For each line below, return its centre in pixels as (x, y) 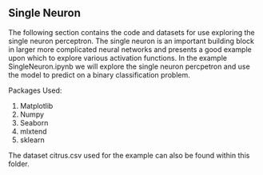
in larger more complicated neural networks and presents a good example (130, 49)
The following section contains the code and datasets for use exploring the (131, 32)
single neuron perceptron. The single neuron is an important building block (131, 41)
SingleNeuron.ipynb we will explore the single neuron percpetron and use (129, 66)
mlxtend (33, 131)
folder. (19, 164)
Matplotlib (36, 105)
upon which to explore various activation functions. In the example (118, 58)
